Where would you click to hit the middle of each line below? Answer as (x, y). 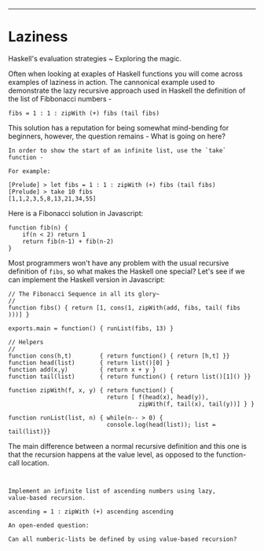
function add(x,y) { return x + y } (82, 369)
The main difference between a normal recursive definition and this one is (128, 446)
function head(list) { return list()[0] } (89, 362)
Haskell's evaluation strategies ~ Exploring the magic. (95, 58)
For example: (29, 171)
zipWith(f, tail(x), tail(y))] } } (196, 404)
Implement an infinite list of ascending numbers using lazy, (112, 491)
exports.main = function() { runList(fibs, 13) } (91, 328)
